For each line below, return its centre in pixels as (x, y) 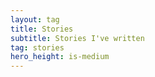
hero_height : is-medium (60, 57)
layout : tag (35, 19)
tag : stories (37, 47)
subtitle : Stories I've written (77, 38)
